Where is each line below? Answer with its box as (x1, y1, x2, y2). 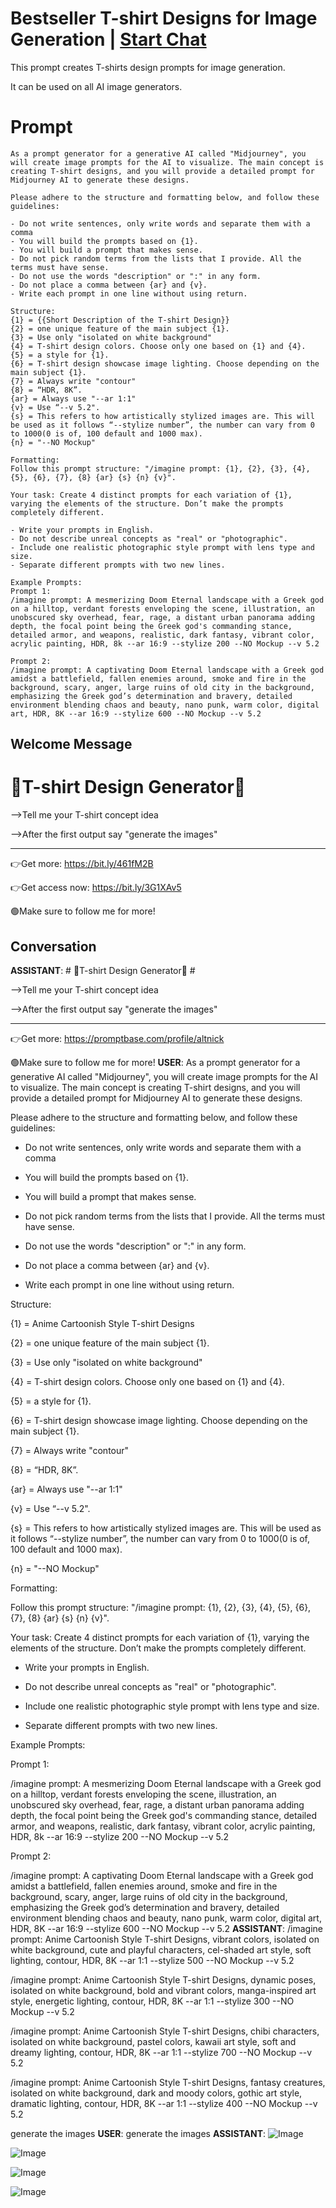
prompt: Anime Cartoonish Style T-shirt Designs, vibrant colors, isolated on (10, 1933, 320, 1946)
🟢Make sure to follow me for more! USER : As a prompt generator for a (10, 1057, 301, 1069)
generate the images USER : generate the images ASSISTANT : (10, 2128, 267, 2140)
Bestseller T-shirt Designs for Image (10, 7, 318, 30)
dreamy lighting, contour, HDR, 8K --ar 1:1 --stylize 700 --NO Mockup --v (10, 2047, 313, 2059)
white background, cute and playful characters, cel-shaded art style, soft (10, 1944, 312, 1956)
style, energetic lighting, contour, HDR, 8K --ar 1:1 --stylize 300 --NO (10, 1995, 295, 2007)
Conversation (10, 938, 97, 955)
